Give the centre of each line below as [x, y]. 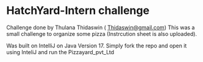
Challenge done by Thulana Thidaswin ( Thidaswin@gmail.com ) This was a [101, 27]
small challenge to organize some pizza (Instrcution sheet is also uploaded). [101, 33]
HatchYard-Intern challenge [78, 11]
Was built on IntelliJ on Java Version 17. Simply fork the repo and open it [97, 46]
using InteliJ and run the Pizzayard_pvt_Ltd [60, 52]
